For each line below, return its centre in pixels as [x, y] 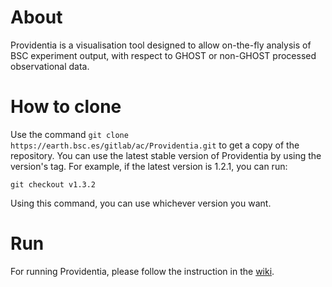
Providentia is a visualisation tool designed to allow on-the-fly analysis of [161, 45]
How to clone [66, 107]
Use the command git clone [69, 134]
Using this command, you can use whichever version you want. [141, 203]
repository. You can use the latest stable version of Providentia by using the [166, 155]
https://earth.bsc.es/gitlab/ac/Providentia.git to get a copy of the [155, 145]
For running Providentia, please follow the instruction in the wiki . [142, 271]
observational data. [50, 66]
